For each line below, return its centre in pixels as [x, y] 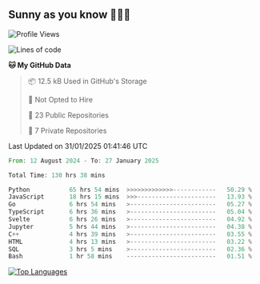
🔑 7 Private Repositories [67, 130]
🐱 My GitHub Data [40, 65]
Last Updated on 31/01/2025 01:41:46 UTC [78, 146]
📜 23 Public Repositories [68, 115]
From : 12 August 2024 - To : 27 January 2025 [84, 161]
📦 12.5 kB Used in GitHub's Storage [88, 81]
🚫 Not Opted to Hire [60, 99]
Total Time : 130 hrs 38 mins [57, 175]
